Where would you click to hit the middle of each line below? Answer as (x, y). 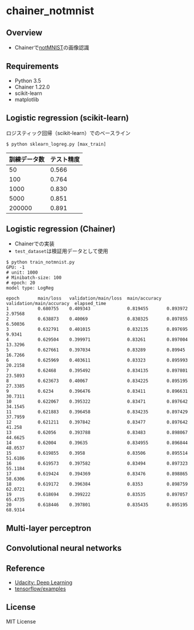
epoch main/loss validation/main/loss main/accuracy (84, 298)
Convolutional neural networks (64, 548)
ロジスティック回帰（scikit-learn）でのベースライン (68, 133)
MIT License (21, 621)
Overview (24, 33)
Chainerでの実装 (34, 244)
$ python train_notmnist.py (41, 262)
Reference (26, 568)
